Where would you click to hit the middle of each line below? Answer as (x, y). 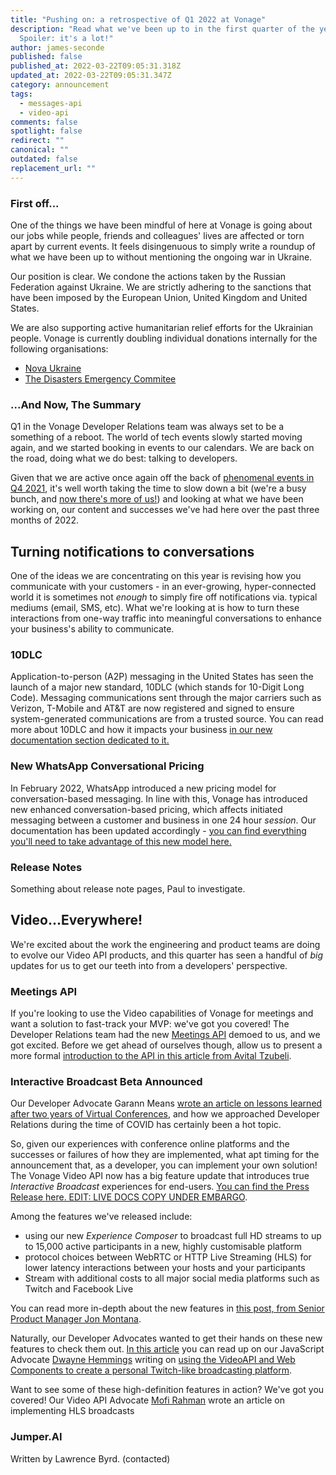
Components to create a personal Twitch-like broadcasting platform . (151, 1370)
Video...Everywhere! (76, 920)
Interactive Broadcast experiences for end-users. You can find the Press (160, 1187)
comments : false (44, 122)
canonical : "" (40, 150)
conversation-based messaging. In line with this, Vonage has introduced (159, 798)
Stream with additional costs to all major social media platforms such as (172, 1278)
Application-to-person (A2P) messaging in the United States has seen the (162, 677)
